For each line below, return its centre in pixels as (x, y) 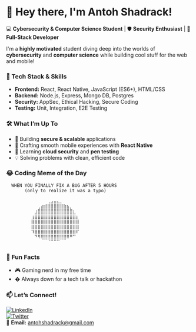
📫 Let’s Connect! (31, 295)
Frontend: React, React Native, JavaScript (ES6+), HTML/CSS (90, 89)
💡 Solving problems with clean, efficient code (70, 157)
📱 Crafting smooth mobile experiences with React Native (84, 145)
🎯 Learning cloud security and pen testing (67, 151)
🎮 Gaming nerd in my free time (53, 270)
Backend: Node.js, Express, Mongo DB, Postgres (74, 96)
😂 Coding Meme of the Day (46, 173)
